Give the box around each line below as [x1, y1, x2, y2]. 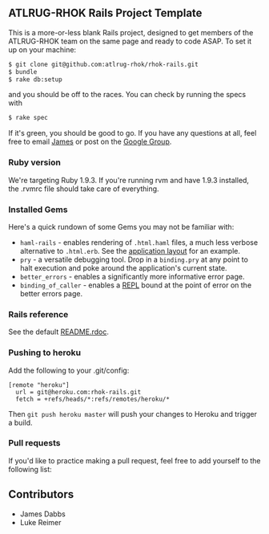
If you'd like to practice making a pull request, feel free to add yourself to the [8, 455, 261, 465]
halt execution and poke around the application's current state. [19, 263, 227, 272]
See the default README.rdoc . [8, 327, 110, 336]
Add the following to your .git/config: [8, 365, 130, 375]
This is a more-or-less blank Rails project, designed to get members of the [8, 27, 254, 37]
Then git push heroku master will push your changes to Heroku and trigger [8, 409, 258, 418]
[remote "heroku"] [8, 381, 70, 389]
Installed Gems [8, 204, 68, 215]
